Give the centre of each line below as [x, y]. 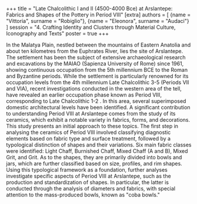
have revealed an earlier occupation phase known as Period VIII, [84, 95]
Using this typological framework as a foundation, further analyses [87, 170]
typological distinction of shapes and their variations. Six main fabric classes [99, 145]
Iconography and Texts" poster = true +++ [58, 34]
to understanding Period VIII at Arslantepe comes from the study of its [91, 113]
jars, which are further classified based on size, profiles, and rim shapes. [94, 163]
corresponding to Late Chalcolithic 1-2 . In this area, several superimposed [96, 101]
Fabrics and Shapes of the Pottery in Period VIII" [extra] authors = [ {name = [98, 15]
